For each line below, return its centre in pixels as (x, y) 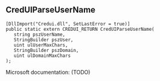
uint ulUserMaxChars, (41, 45)
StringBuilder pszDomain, (46, 50)
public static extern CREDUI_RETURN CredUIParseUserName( (80, 29)
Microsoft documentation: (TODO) (48, 72)
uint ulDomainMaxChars (42, 56)
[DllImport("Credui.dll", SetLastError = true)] (68, 24)
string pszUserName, (40, 34)
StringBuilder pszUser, (43, 40)
